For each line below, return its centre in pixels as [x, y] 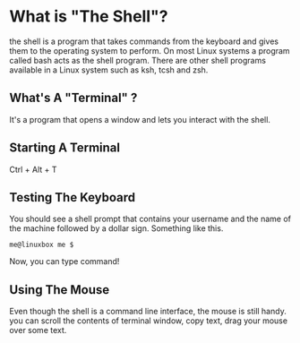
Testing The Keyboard [73, 197]
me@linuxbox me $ [42, 245]
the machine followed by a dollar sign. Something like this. [116, 228]
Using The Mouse [60, 290]
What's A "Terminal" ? [73, 98]
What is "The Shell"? [89, 17]
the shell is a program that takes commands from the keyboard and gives [144, 41]
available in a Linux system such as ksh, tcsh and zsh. [109, 70]
